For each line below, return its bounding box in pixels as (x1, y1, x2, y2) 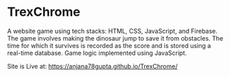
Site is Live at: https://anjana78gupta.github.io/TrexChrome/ (7, 62, 178, 70)
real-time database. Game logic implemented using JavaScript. (7, 49, 187, 57)
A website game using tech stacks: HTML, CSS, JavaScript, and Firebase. (7, 27, 218, 35)
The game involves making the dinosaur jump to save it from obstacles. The (7, 34, 224, 42)
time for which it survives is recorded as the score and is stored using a (7, 41, 211, 49)
